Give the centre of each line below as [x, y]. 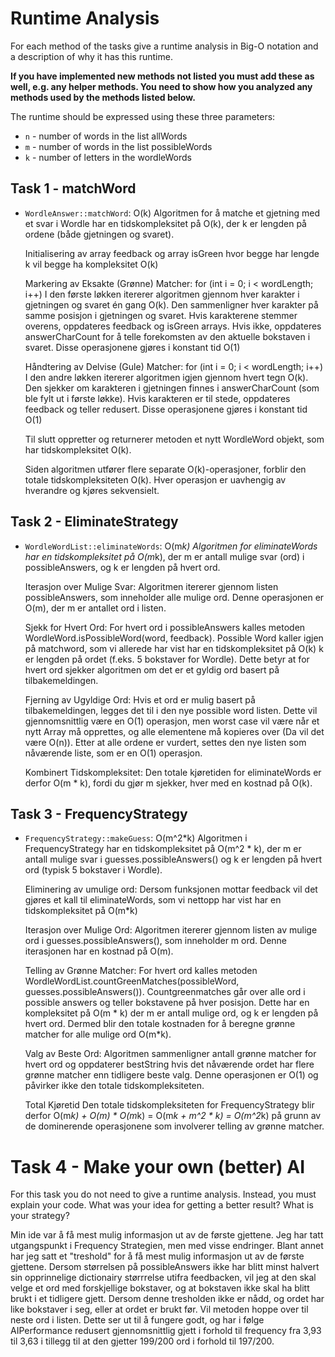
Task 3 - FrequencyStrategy [99, 813]
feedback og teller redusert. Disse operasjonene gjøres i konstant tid [166, 409]
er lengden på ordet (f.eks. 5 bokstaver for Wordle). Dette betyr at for [167, 659]
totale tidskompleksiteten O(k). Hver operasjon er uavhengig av [155, 479]
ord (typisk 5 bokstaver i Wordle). [93, 870]
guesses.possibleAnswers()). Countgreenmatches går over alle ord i [165, 992]
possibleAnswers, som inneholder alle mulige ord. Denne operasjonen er [174, 597]
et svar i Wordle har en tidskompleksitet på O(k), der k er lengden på [165, 223]
